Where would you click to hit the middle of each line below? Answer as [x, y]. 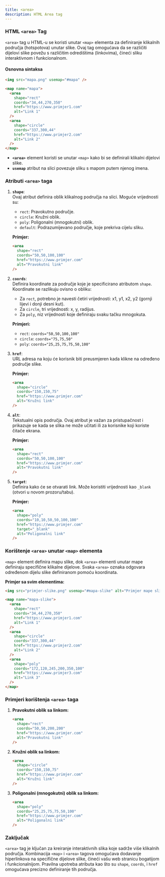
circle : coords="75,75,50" [46, 339]
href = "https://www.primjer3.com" [48, 673]
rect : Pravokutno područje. [47, 212]
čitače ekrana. [27, 430]
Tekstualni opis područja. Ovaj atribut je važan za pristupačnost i [78, 420]
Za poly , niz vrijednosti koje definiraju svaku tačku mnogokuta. [83, 314]
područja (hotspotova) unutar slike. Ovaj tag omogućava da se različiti [76, 47]
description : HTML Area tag [34, 14]
